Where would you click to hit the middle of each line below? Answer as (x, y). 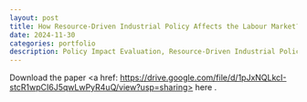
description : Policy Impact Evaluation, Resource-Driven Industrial (143, 52)
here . (206, 87)
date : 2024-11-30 (42, 35)
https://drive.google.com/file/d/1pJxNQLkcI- (203, 77)
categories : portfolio (53, 43)
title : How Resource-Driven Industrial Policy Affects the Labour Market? (155, 26)
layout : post (34, 18)
